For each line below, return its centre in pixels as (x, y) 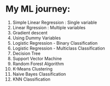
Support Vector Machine (37, 58)
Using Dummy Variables (37, 38)
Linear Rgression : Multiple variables (49, 27)
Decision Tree (27, 53)
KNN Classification (31, 79)
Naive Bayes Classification (39, 74)
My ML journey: (38, 9)
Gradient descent (30, 33)
